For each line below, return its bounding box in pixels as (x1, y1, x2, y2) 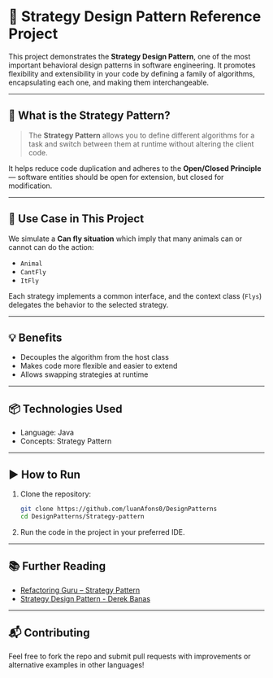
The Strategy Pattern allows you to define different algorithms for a (28, 130, 255, 140)
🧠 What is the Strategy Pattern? (8, 109, 171, 123)
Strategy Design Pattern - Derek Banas (19, 593, 151, 603)
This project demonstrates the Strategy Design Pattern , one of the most (8, 51, 251, 61)
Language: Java (19, 427, 75, 438)
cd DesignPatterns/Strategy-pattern (19, 512, 145, 520)
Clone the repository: (19, 489, 92, 499)
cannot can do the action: (8, 242, 95, 252)
